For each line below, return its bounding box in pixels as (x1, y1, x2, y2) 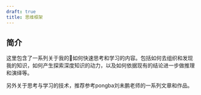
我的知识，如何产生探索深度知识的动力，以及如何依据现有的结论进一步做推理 (6, 62, 195, 69)
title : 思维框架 (6, 14, 43, 20)
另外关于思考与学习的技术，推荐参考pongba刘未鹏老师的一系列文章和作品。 (6, 82, 193, 89)
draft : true (6, 8, 36, 15)
